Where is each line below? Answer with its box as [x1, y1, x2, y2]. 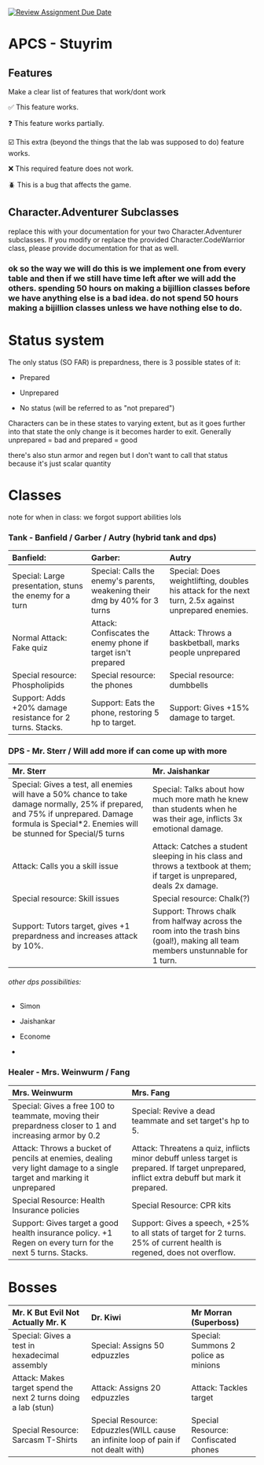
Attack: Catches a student [152, 841, 248, 852]
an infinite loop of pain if [90, 1434, 181, 1445]
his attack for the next [169, 585, 250, 596]
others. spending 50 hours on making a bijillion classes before [8, 282, 251, 293]
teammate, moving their [12, 1110, 100, 1121]
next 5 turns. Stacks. [12, 1247, 89, 1258]
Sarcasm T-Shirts [12, 1434, 78, 1445]
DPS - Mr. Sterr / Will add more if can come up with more [8, 745, 228, 756]
